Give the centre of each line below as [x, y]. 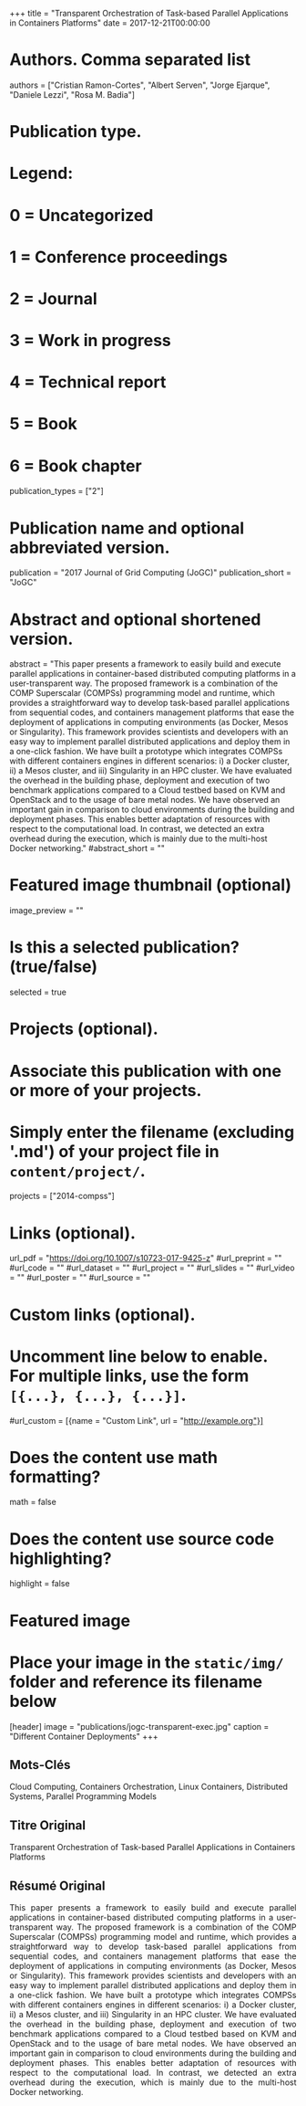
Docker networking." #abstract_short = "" [87, 848]
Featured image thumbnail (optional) [151, 885]
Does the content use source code [142, 1539]
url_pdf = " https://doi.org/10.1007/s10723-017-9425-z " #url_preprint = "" [146, 1258]
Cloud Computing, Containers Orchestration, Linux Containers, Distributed [149, 1787]
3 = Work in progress [90, 341]
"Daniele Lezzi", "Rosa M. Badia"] [72, 94]
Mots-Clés [40, 1765]
